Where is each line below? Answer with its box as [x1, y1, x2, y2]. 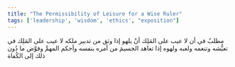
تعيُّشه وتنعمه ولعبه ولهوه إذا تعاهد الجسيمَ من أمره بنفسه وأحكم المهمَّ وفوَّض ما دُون [7, 44, 229, 52]
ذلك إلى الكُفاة [7, 51, 45, 60]
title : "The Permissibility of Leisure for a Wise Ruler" [7, 10, 182, 18]
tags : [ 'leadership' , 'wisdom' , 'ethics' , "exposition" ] [7, 17, 180, 24]
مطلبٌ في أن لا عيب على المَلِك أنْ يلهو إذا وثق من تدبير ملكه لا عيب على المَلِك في [7, 36, 224, 44]
